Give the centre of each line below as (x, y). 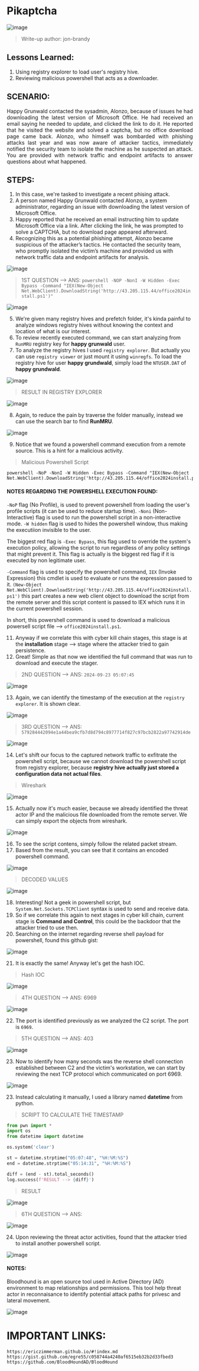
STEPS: (21, 180)
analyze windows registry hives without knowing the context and (94, 325)
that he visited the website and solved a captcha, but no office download (100, 130)
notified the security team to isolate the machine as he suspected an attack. (100, 149)
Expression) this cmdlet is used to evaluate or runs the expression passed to (99, 578)
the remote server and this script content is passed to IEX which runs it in (96, 602)
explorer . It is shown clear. (48, 703)
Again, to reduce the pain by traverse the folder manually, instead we (99, 415)
